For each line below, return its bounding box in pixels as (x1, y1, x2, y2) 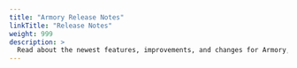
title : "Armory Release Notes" (9, 12, 125, 22)
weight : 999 (9, 29, 53, 38)
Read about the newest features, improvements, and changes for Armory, (17, 46, 291, 55)
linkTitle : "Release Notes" (9, 21, 113, 30)
